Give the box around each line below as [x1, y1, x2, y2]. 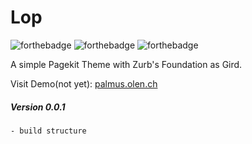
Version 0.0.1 [10, 101, 66, 113]
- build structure [10, 126, 87, 136]
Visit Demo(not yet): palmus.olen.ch [10, 77, 158, 90]
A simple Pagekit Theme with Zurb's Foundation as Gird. [10, 58, 243, 70]
